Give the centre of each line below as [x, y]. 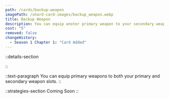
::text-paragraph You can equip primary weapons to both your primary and [82, 76]
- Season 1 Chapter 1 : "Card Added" [48, 42]
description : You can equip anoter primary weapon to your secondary [80, 24]
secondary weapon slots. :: [33, 81]
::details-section [22, 56]
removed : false [21, 33]
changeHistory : [21, 38]
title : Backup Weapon [28, 19]
